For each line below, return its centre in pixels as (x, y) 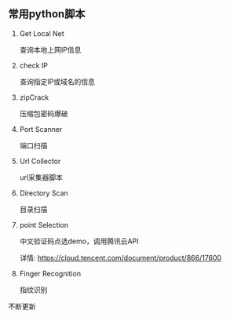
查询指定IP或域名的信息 (57, 82)
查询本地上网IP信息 (50, 49)
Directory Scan (44, 193)
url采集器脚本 (41, 177)
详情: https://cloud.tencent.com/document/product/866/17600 (120, 258)
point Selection (44, 225)
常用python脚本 (47, 14)
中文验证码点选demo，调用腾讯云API (79, 241)
